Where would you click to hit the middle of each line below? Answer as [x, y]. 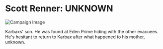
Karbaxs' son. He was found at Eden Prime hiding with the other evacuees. [82, 31]
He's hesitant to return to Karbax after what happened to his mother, [75, 37]
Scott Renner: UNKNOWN [59, 9]
